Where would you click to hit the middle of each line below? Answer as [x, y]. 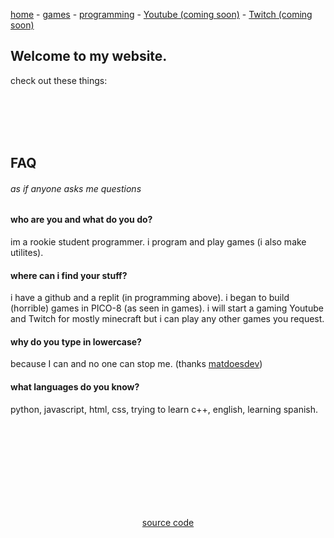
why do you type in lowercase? [76, 341]
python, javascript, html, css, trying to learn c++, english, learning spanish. [164, 409]
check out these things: [59, 80]
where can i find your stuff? [69, 275]
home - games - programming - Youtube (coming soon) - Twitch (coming [161, 14]
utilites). [27, 253]
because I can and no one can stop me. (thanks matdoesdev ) [136, 364]
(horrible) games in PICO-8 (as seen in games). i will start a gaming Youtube [167, 308]
